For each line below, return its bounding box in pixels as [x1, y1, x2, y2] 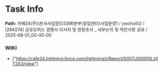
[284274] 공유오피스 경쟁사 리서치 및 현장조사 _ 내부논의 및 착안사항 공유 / [5, 26, 148, 33]
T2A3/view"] [12, 61, 38, 67]
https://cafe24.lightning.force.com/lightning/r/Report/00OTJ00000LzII [16, 56, 158, 62]
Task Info [5, 3, 44, 15]
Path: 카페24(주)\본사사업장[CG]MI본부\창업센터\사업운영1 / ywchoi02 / [5, 20, 145, 26]
